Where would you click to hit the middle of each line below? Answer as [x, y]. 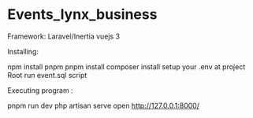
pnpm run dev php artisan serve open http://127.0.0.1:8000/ [104, 105]
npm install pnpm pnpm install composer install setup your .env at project [126, 66]
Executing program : [40, 90]
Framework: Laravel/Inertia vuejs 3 [63, 36]
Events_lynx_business [82, 15]
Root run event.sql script [47, 75]
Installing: [23, 51]
